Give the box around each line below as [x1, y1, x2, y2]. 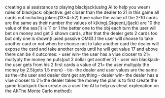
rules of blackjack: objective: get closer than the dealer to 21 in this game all [5, 9, 159, 15]
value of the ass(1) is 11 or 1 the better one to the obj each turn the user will [5, 25, 157, 31]
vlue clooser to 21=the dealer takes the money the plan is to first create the [5, 77, 158, 83]
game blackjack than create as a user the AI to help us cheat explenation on [5, 83, 159, 88]
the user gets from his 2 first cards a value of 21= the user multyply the [5, 62, 149, 67]
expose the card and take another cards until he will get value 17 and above [5, 46, 158, 52]
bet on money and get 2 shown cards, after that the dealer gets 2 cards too [5, 31, 158, 36]
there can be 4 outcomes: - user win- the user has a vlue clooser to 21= [5, 51, 151, 57]
